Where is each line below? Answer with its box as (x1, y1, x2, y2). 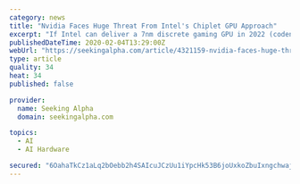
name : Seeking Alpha (17, 104, 94, 113)
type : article (9, 54, 62, 63)
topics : (9, 129, 38, 138)
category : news (9, 13, 66, 22)
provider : (9, 96, 46, 105)
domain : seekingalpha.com (17, 113, 114, 121)
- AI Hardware (17, 145, 70, 155)
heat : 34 (9, 71, 42, 80)
